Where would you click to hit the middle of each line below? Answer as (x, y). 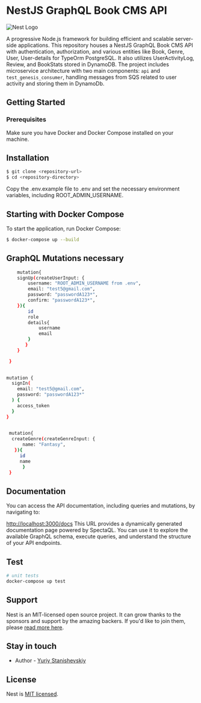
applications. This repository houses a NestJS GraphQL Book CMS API (106, 45)
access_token (33, 406)
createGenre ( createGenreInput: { (54, 439)
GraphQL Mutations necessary (65, 258)
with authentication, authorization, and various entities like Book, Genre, (95, 51)
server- (184, 38)
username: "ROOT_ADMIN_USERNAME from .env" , (85, 283)
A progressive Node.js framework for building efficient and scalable (90, 38)
